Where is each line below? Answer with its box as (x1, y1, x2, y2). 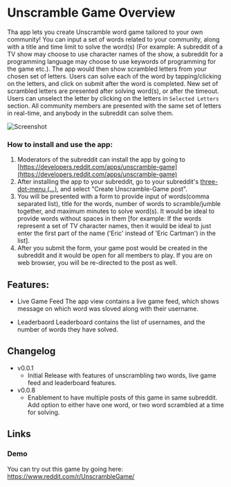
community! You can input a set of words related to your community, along (7, 35, 220, 43)
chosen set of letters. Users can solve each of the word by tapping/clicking (7, 71, 221, 80)
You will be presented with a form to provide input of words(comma (17, 192, 210, 200)
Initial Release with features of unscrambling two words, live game (27, 371, 216, 379)
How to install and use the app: (7, 139, 113, 149)
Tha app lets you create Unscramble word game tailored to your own (7, 28, 203, 36)
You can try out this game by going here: (7, 465, 123, 473)
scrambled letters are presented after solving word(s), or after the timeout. (7, 87, 219, 95)
